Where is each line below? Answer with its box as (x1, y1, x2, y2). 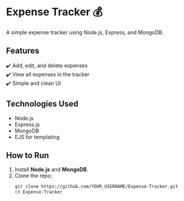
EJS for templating (14, 133, 60, 140)
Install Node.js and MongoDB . (14, 166, 88, 173)
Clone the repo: (14, 172, 53, 179)
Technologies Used (6, 99, 78, 109)
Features (6, 46, 39, 56)
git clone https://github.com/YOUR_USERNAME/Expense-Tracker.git (14, 184, 178, 190)
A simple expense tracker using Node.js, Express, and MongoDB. (6, 28, 164, 36)
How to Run (6, 150, 49, 160)
